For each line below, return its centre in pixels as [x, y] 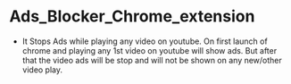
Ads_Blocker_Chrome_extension [132, 17]
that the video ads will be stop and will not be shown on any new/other [152, 60]
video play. [42, 70]
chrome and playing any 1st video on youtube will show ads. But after [150, 50]
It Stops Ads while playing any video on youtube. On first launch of [145, 41]
